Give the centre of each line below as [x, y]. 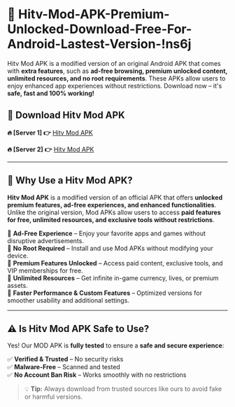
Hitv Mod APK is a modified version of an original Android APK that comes [114, 63]
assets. [17, 285]
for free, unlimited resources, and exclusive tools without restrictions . [111, 219]
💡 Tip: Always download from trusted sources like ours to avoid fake [123, 389]
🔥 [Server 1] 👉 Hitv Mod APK [50, 132]
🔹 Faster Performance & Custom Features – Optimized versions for [105, 293]
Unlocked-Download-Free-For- [100, 29]
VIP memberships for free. [45, 270]
